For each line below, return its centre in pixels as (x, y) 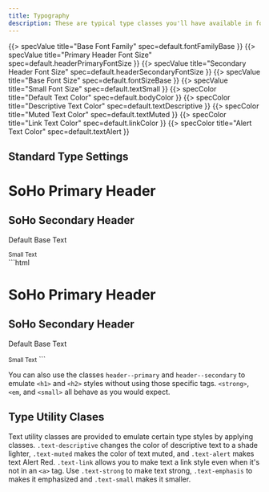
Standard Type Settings (68, 156)
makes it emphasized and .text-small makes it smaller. (100, 479)
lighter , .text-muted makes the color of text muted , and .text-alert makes (131, 453)
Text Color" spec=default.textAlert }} (69, 131)
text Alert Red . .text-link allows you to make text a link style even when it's (134, 462)
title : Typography (39, 16)
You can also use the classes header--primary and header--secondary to (127, 375)
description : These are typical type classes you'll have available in (130, 23)
